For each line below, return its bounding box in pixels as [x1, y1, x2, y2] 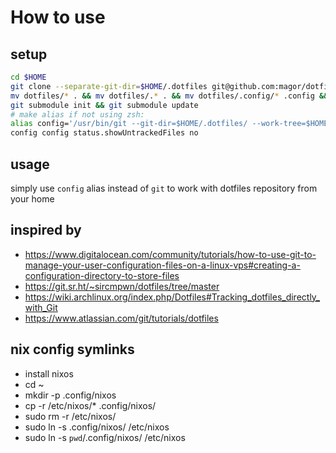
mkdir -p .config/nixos [24, 389, 117, 401]
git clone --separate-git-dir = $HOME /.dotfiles [10, 81, 208, 91]
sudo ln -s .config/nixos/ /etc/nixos [24, 421, 170, 433]
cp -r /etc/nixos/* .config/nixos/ [24, 399, 157, 411]
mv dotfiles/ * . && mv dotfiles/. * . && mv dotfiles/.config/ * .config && [10, 91, 329, 101]
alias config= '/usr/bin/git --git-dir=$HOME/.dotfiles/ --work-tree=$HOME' [10, 119, 333, 129]
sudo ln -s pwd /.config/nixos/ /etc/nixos [24, 431, 186, 443]
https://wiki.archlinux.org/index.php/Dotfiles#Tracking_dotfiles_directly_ [24, 291, 321, 303]
